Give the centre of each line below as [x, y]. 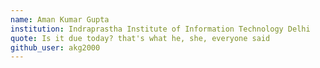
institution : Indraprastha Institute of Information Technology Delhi [160, 29]
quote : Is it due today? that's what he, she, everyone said [140, 38]
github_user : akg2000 [55, 47]
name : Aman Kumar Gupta [60, 19]
